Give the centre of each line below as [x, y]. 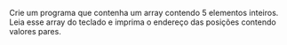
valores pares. [36, 31]
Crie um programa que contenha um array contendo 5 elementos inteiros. [144, 13]
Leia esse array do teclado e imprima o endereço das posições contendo [143, 22]
